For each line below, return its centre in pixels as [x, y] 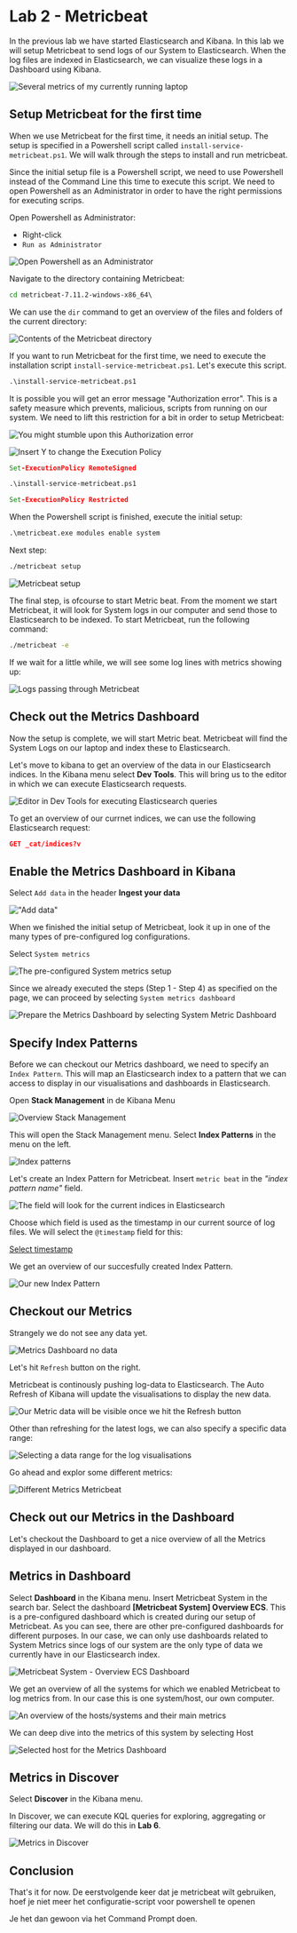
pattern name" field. [46, 1189]
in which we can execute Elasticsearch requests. [98, 784]
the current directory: [48, 321]
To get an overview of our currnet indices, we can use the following [133, 818]
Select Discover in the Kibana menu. [76, 1799]
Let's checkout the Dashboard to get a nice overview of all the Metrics [137, 1539]
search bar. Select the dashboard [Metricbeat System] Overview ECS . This [148, 1607]
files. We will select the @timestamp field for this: [96, 1232]
